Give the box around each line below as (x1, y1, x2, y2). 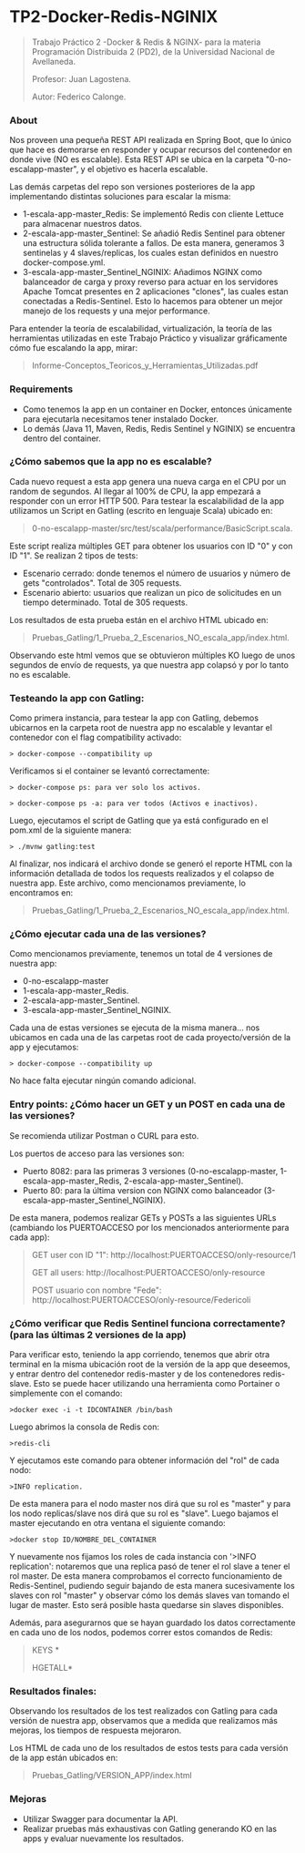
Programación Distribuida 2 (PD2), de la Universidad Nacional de (31, 46, 276, 56)
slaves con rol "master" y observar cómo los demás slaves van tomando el (9, 1590, 290, 1601)
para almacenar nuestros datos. (22, 219, 143, 230)
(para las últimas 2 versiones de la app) (9, 1328, 187, 1341)
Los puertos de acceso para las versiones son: (9, 1148, 185, 1159)
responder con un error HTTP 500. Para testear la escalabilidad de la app (9, 495, 285, 507)
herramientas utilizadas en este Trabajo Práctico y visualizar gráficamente (9, 333, 288, 343)
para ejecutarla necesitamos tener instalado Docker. (22, 413, 219, 425)
